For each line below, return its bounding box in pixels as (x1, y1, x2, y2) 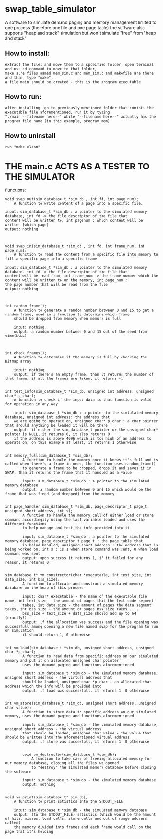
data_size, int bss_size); (5, 577, 60, 582)
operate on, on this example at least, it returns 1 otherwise (5, 440, 137, 445)
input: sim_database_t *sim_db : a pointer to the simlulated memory (14, 410, 159, 416)
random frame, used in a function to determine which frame (5, 312, 130, 317)
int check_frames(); (5, 351, 47, 356)
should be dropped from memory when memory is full (14, 316, 121, 321)
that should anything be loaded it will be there (5, 423, 108, 428)
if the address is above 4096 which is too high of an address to (14, 436, 152, 441)
